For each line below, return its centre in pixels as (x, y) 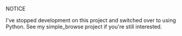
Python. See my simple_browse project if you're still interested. (84, 27)
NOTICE (16, 9)
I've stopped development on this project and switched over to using (91, 20)
